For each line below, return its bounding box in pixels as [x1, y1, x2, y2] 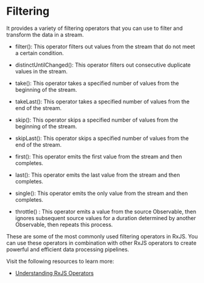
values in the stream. [15, 67, 68, 75]
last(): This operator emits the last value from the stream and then [15, 171, 180, 178]
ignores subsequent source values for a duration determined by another [15, 214, 196, 221]
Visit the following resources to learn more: [6, 257, 114, 265]
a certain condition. [15, 49, 64, 56]
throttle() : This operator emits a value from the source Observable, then [15, 208, 197, 215]
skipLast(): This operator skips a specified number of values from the [15, 134, 189, 142]
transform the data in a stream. [6, 31, 84, 38]
